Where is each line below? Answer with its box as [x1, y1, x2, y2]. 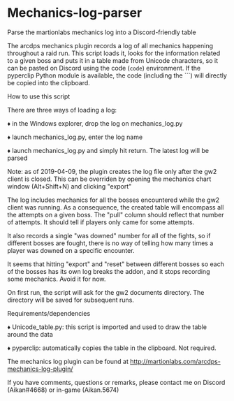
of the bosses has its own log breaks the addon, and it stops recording [7, 267, 210, 275]
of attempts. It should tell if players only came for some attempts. [7, 218, 195, 226]
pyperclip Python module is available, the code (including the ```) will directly [7, 71, 227, 80]
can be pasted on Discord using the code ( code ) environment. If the [7, 64, 201, 72]
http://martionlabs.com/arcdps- [130, 357, 221, 365]
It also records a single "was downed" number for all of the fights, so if [7, 231, 211, 240]
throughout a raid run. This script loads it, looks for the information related [7, 49, 221, 57]
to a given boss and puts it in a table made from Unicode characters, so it [7, 56, 219, 64]
